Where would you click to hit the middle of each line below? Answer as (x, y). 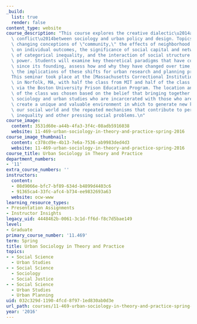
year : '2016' (22, 312)
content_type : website (34, 28)
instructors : (22, 176)
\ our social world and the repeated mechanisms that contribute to (97, 110)
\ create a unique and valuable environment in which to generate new (99, 104)
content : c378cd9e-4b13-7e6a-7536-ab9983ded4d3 (71, 142)
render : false (28, 22)
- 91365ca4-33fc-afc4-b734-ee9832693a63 (61, 191)
